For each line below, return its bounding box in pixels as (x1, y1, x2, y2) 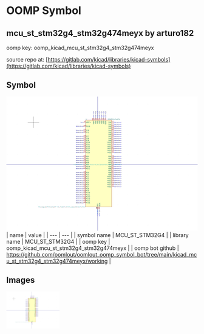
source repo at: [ (6, 56, 48, 63)
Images (6, 275, 35, 285)
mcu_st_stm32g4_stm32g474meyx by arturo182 (6, 28, 194, 38)
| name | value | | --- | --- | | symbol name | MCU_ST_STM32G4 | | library (6, 231, 189, 238)
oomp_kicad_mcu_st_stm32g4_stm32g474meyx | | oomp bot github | (6, 244, 179, 252)
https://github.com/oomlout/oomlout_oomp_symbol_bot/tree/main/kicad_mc (6, 250, 197, 258)
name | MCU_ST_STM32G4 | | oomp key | (6, 238, 110, 245)
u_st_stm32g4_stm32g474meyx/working (6, 257, 108, 265)
